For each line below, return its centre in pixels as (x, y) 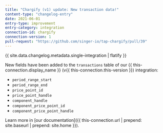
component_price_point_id (38, 106)
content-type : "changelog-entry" (39, 14)
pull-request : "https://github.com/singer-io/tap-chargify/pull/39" (76, 42)
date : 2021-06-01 (23, 19)
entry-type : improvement (30, 23)
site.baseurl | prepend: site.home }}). (42, 125)
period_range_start (32, 80)
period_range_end (30, 85)
